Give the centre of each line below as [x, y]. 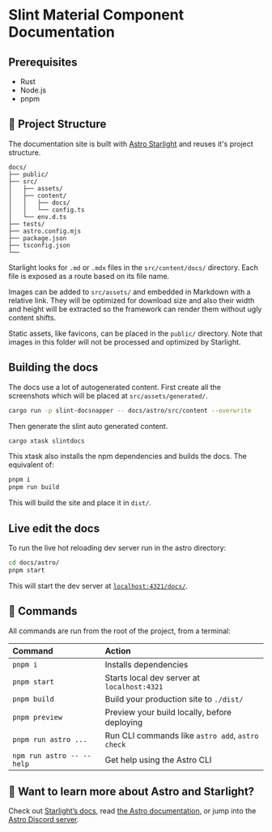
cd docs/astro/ [34, 562]
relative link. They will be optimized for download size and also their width [132, 300]
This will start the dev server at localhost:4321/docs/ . [98, 585]
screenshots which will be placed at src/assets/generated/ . [108, 396]
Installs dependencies [147, 664]
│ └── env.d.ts [38, 217]
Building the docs [53, 368]
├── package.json [38, 238]
